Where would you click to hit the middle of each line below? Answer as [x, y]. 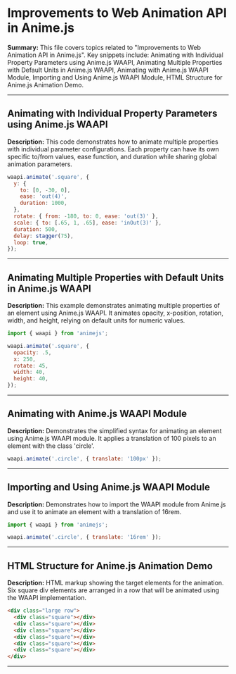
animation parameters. [40, 164]
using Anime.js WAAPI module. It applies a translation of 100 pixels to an [112, 438]
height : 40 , [31, 379]
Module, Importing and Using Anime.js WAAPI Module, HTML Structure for [115, 77]
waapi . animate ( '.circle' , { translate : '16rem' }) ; [84, 537]
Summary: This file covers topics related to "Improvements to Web [104, 47]
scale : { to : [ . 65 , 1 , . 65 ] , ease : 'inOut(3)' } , [88, 223]
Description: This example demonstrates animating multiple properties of [114, 306]
